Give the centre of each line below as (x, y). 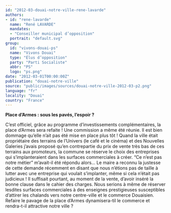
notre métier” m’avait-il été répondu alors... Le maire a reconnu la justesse (83, 163)
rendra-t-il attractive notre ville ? (39, 206)
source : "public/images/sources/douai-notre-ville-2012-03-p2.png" (79, 86)
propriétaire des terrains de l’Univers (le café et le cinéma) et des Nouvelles (85, 141)
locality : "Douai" (25, 96)
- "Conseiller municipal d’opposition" (52, 34)
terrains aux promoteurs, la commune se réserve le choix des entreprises (82, 152)
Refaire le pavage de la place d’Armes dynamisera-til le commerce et (78, 201)
